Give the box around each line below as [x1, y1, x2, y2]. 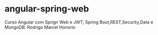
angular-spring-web [4, 3, 89, 14]
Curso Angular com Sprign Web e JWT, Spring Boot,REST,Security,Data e [4, 19, 154, 25]
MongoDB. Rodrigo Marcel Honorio [4, 24, 76, 30]
